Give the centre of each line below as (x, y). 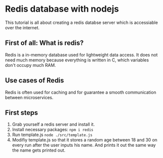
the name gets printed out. (39, 150)
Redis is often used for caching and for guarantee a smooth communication (81, 92)
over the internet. (22, 27)
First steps (21, 112)
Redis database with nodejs (62, 9)
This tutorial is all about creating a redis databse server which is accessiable (81, 22)
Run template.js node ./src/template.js (52, 135)
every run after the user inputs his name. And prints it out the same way (84, 145)
